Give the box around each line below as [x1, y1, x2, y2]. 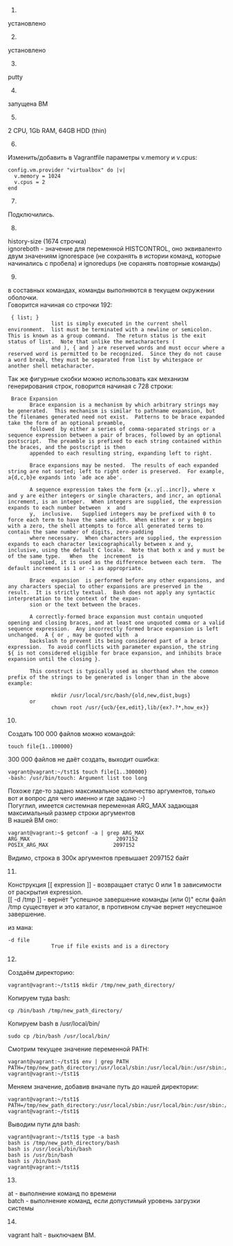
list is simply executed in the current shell [51, 320, 188, 327]
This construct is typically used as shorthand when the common [29, 668, 218, 675]
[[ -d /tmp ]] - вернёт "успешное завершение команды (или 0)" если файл [8, 895, 226, 904]
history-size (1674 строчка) [8, 237, 87, 245]
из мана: [8, 924, 33, 931]
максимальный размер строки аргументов [8, 809, 136, 817]
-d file [8, 937, 30, 944]
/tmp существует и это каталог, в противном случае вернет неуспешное [8, 903, 223, 910]
